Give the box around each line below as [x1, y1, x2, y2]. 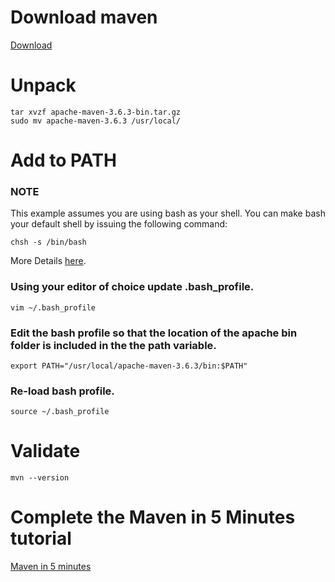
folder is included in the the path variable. [10, 338, 217, 352]
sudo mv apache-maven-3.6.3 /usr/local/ [10, 116, 182, 126]
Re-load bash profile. [10, 384, 115, 398]
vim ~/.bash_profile [10, 302, 97, 313]
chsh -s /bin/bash [10, 237, 87, 248]
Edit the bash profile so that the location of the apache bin [10, 326, 298, 340]
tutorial [10, 527, 72, 550]
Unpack [10, 74, 77, 97]
